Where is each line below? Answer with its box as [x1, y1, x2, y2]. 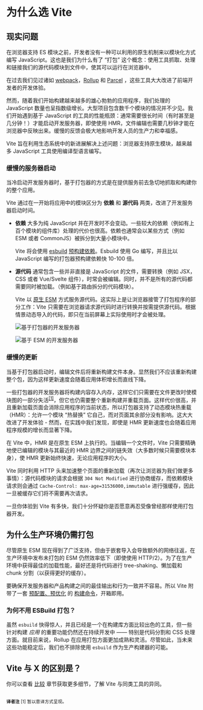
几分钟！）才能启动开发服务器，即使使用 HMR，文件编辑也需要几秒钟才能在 [6, 120, 195, 127]
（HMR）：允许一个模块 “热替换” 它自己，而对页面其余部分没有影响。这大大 [6, 411, 193, 418]
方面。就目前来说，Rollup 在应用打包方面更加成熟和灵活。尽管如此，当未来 [6, 636, 193, 644]
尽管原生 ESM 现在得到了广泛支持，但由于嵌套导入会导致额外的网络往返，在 [6, 547, 195, 554]
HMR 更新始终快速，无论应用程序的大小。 [26, 454, 130, 462]
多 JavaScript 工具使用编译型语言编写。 [6, 147, 105, 155]
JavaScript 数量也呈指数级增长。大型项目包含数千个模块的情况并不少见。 [6, 104, 188, 112]
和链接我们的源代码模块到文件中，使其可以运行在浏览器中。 [6, 64, 155, 71]
